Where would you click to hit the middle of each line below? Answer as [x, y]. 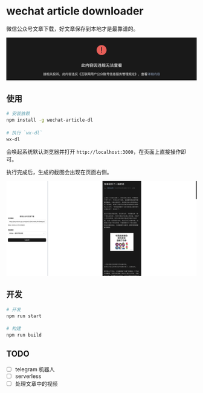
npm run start [24, 316]
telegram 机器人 [35, 369]
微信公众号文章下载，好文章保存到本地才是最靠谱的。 [72, 28]
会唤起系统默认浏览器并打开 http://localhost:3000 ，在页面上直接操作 [94, 151]
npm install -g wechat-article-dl [50, 120]
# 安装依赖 [18, 114]
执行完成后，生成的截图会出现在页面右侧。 [59, 172]
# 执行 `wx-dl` [24, 133]
